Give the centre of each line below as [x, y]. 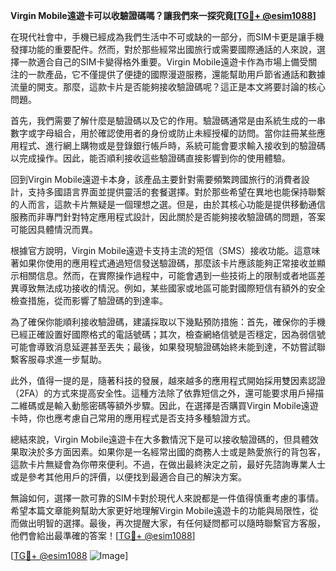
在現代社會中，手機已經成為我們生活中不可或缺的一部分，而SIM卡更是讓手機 [167, 37]
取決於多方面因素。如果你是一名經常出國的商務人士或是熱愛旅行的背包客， [172, 452]
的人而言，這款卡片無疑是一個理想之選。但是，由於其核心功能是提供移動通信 [168, 204]
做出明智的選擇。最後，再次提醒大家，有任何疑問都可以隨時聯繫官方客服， [172, 523]
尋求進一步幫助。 [71, 359]
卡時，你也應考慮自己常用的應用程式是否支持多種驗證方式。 [133, 418]
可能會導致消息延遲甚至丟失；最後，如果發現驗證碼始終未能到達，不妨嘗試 [163, 347]
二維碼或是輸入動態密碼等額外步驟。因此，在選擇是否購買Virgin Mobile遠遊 [164, 405]
